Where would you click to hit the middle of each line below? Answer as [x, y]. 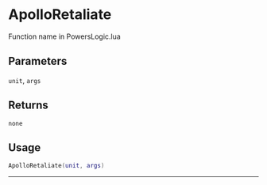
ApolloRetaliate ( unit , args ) [56, 166]
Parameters [38, 61]
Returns [29, 106]
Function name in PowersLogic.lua [64, 36]
